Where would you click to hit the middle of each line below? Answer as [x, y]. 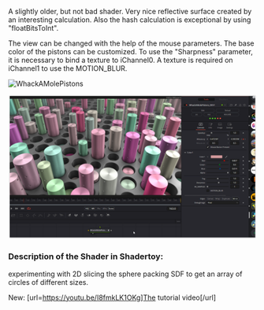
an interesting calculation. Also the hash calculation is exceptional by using [130, 20]
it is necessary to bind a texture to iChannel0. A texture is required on [121, 60]
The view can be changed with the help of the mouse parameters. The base [131, 43]
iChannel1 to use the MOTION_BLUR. [68, 68]
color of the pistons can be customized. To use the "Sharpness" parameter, [131, 52]
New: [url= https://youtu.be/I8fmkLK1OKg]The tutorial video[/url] [112, 297]
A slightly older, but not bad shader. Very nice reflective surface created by [130, 11]
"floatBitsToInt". [33, 28]
